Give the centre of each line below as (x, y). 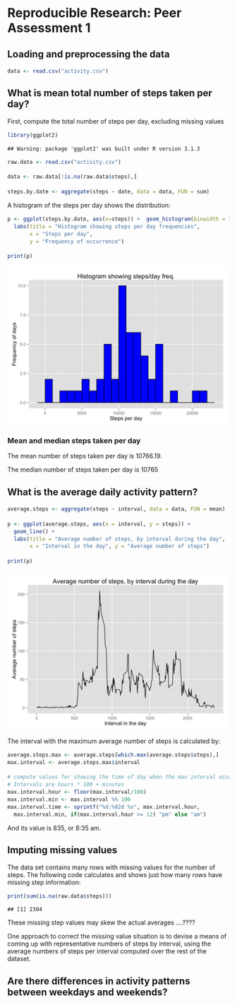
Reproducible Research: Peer (95, 13)
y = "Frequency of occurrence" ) (77, 242)
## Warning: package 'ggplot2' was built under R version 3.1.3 (104, 149)
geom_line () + (34, 531)
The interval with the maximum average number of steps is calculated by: (114, 741)
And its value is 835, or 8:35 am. (54, 828)
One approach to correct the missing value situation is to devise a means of (117, 936)
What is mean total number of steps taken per (110, 93)
